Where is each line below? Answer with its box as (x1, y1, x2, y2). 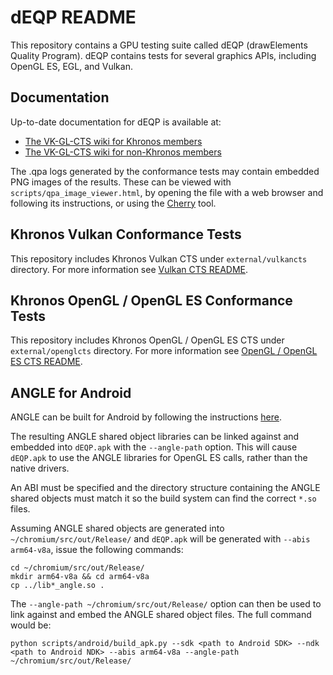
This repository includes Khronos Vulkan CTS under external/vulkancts (10, 252, 308, 265)
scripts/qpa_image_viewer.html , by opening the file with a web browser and (10, 186, 324, 198)
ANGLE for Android (10, 384, 132, 401)
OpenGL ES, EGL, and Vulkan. (10, 60, 133, 72)
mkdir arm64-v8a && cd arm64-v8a (10, 572, 150, 582)
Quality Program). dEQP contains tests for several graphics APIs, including (10, 49, 317, 61)
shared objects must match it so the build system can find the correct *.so (10, 492, 317, 505)
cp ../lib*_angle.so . (10, 581, 105, 591)
